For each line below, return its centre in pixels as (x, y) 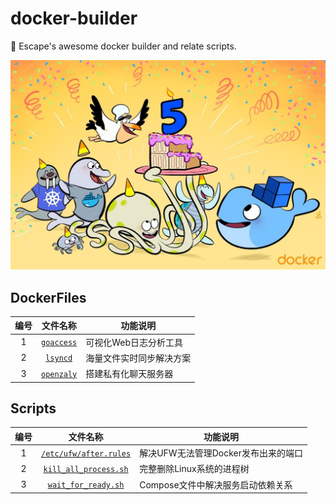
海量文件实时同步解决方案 (138, 358)
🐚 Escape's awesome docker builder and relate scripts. (123, 46)
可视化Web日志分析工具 (134, 342)
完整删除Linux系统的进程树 (194, 469)
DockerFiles (48, 297)
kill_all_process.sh (86, 469)
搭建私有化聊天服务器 (129, 374)
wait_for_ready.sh (86, 485)
